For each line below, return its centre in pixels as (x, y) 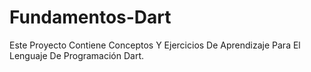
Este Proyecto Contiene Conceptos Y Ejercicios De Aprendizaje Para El (155, 45)
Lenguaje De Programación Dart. (77, 55)
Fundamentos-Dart (90, 17)
